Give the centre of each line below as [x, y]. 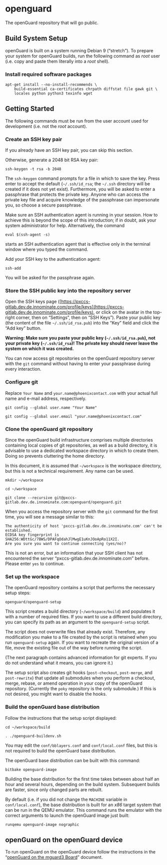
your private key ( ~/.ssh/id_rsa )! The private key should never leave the [82, 343]
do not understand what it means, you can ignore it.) [59, 663]
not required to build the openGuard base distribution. [61, 750]
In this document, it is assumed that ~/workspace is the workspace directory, [83, 466]
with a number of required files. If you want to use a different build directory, [84, 617]
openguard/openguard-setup [33, 602]
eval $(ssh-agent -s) [28, 235]
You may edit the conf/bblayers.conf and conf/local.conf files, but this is [81, 745]
